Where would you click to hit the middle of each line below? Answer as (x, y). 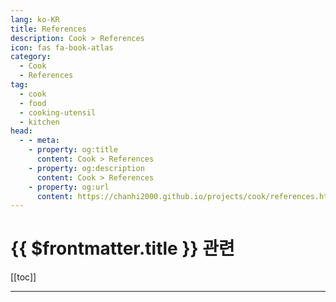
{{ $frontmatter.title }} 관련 (122, 248)
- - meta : (39, 141)
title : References (48, 29)
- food (33, 103)
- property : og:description (86, 168)
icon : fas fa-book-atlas (62, 47)
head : (21, 131)
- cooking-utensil (58, 112)
